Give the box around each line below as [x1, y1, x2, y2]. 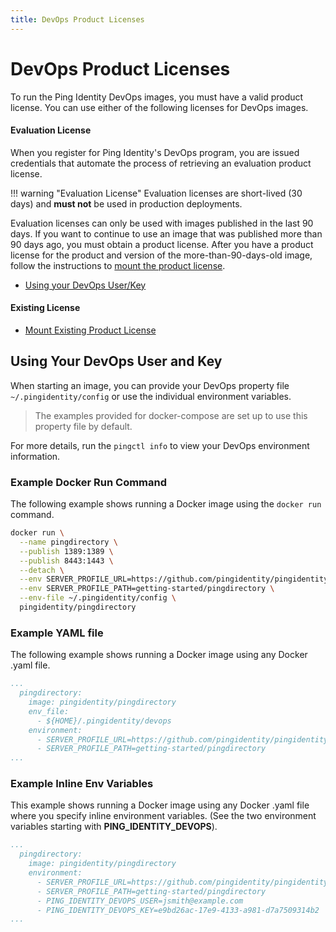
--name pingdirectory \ [19, 537, 118, 547]
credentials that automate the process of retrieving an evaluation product [10, 157, 312, 169]
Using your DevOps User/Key [24, 279, 147, 291]
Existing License [10, 302, 81, 314]
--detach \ [19, 565, 65, 575]
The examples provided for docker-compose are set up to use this [34, 409, 308, 421]
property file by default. [34, 420, 133, 432]
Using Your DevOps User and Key [10, 353, 223, 370]
